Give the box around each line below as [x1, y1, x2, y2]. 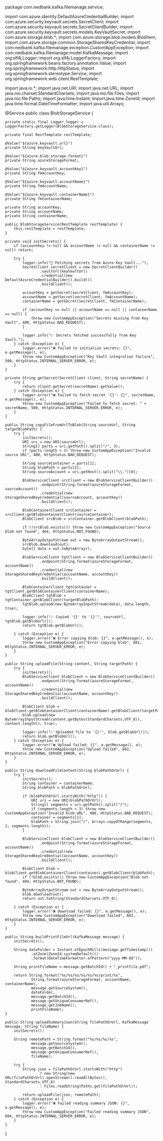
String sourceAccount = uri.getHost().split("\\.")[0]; [22, 470, 138, 474]
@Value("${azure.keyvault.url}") [5, 141, 73, 146]
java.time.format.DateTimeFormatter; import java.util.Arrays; [5, 101, 125, 106]
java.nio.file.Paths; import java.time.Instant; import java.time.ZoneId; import [5, 96, 155, 101]
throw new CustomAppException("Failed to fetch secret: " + [22, 401, 147, 406]
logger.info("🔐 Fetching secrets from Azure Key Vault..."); [22, 260, 149, 265]
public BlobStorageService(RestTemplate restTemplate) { [5, 222, 123, 227]
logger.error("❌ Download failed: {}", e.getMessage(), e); [22, 909, 147, 914]
